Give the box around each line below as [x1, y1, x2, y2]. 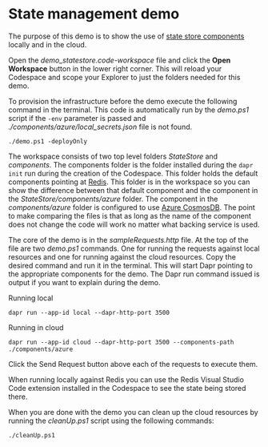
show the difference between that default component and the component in [8, 185, 258, 195]
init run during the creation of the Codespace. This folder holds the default [8, 168, 258, 178]
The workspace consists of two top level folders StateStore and [8, 151, 218, 161]
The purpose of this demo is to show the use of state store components [8, 31, 245, 41]
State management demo [8, 5, 180, 23]
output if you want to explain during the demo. [8, 277, 161, 287]
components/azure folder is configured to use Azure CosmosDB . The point [8, 202, 256, 212]
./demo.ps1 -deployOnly [8, 137, 88, 145]
